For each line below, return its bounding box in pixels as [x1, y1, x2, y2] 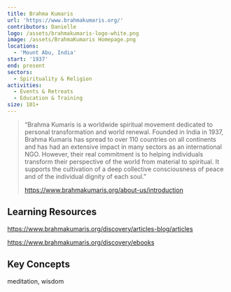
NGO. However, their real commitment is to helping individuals [24, 149, 204, 158]
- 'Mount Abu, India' [13, 50, 77, 57]
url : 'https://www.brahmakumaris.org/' [7, 17, 124, 24]
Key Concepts [7, 258, 70, 270]
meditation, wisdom [7, 277, 64, 285]
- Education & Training [13, 95, 83, 102]
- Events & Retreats [13, 88, 73, 95]
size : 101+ [7, 101, 39, 108]
